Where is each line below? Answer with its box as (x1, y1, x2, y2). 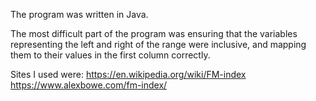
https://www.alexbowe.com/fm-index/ (10, 79, 168, 91)
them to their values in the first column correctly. (10, 49, 211, 61)
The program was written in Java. (10, 9, 149, 20)
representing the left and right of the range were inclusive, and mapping (10, 39, 307, 50)
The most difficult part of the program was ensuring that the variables (10, 28, 298, 39)
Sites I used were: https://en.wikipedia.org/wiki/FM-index (10, 69, 247, 80)
